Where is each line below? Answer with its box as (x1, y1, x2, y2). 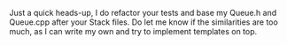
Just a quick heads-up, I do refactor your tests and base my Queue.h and (9, 8, 277, 18)
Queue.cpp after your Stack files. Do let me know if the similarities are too (9, 17, 279, 27)
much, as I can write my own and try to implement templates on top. (9, 26, 258, 36)
